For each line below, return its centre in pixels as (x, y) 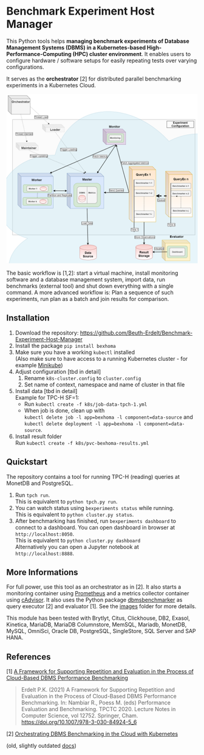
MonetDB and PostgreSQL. (40, 483)
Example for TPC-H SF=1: (47, 397)
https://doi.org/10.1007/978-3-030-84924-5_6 (79, 722)
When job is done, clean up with (64, 410)
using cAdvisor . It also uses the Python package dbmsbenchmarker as (94, 600)
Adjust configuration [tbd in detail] (58, 371)
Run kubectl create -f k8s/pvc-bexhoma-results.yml (82, 442)
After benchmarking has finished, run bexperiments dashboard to (95, 521)
